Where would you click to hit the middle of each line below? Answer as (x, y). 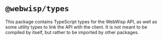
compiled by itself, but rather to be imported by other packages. (72, 32)
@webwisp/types (37, 9)
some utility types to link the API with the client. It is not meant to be (76, 27)
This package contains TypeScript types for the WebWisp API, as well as (81, 21)
